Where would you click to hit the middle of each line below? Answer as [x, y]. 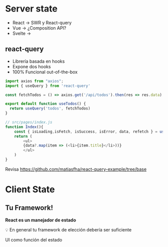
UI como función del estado [34, 239]
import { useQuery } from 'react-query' [48, 86]
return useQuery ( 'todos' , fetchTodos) [50, 108]
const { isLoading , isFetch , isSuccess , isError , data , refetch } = [86, 132]
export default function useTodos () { [45, 104]
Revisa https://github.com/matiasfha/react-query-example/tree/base [76, 169]
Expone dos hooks [31, 66]
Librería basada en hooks [38, 61]
